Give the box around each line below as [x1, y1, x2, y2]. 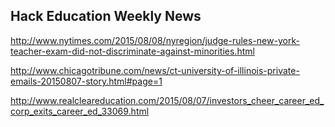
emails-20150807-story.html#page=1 [10, 75, 163, 87]
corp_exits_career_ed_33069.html [10, 105, 150, 117]
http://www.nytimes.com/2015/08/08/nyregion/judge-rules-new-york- [10, 34, 300, 46]
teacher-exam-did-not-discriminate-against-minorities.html [10, 45, 255, 57]
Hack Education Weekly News [10, 8, 202, 25]
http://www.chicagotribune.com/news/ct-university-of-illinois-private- [10, 64, 300, 76]
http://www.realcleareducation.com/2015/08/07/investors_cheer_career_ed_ [10, 94, 325, 106]
